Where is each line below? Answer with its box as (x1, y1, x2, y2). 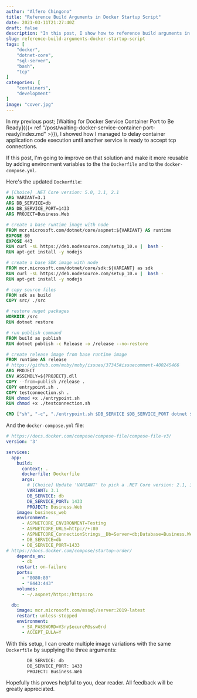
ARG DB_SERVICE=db (6, 201, 51, 206)
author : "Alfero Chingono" (6, 8, 72, 15)
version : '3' (6, 439, 38, 445)
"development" (16, 91, 51, 96)
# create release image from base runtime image (6, 351, 127, 358)
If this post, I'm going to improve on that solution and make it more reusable (6, 154, 189, 161)
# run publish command (6, 330, 62, 336)
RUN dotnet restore (6, 319, 54, 325)
